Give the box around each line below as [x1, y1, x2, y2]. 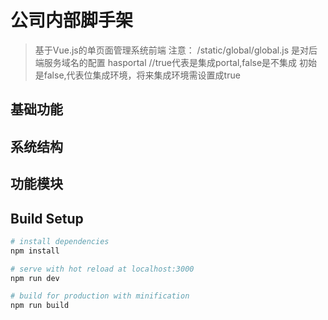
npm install [10, 246, 60, 256]
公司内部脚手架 [10, 9, 134, 32]
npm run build [10, 301, 70, 311]
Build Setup [10, 210, 84, 227]
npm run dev [10, 273, 60, 283]
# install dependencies [10, 236, 110, 246]
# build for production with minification [10, 291, 190, 301]
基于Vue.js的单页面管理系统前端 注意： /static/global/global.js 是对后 [34, 44, 318, 56]
